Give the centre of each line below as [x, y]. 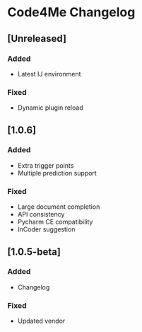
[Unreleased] [37, 39]
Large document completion [59, 207]
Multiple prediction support [57, 173]
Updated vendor [41, 321]
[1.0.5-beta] [34, 252]
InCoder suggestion [46, 229]
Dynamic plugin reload [50, 108]
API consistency [41, 214]
